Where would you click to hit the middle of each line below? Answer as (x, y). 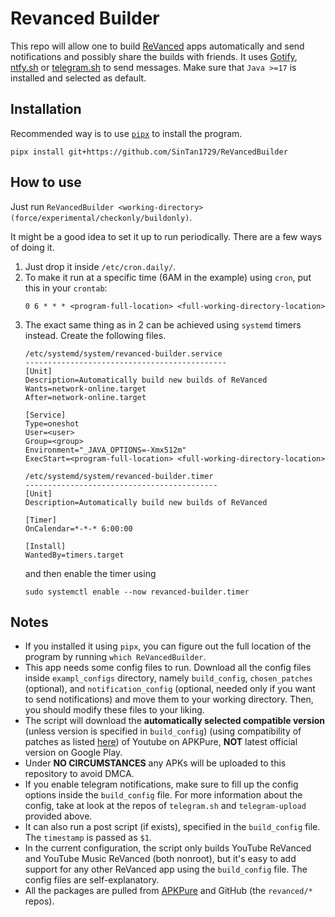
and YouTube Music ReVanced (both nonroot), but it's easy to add (160, 859)
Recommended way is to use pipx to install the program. (126, 133)
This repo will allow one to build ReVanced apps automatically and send (157, 46)
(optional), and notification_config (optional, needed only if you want (170, 689)
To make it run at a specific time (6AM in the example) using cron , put (168, 277)
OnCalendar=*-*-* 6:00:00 (78, 528)
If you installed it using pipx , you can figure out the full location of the (168, 646)
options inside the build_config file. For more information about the (163, 795)
